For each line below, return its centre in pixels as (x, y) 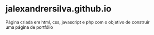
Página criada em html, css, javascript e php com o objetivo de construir (77, 22)
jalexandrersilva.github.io (59, 9)
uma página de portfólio (29, 27)
